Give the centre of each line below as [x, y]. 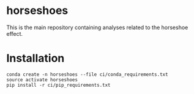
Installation [35, 59]
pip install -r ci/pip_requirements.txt [59, 85]
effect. [15, 33]
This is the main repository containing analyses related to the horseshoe [97, 27]
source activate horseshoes [42, 79]
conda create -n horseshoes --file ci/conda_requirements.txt [87, 74]
